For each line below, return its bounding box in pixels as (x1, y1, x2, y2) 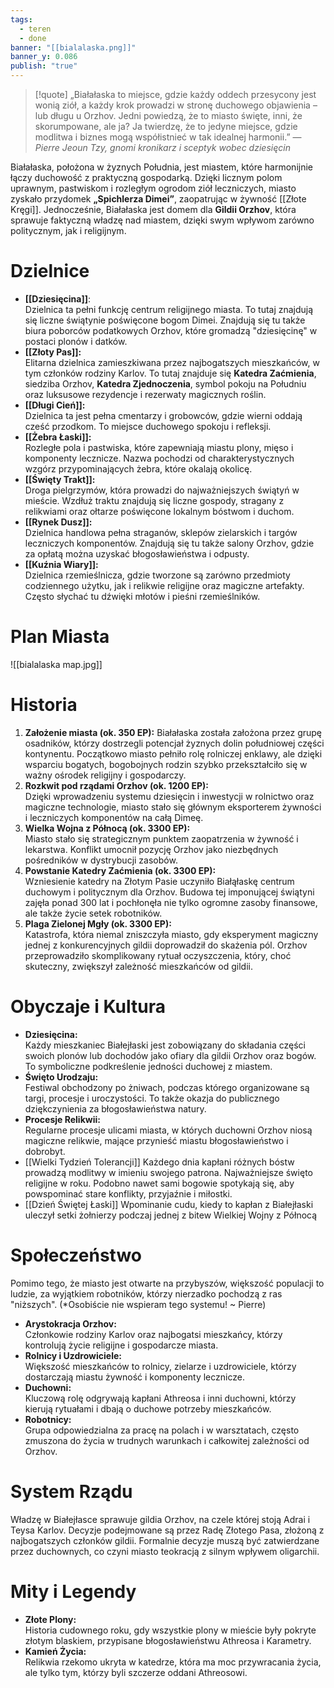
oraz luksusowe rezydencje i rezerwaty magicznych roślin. (24, 388, 267, 400)
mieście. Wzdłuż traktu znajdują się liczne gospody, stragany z (24, 494, 285, 506)
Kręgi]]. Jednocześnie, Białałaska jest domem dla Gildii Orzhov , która (10, 204, 297, 215)
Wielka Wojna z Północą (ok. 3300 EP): (24, 822, 191, 834)
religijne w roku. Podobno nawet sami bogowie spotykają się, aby (24, 1177, 295, 1189)
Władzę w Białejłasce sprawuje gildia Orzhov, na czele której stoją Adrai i (10, 1513, 311, 1525)
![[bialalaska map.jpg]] (10, 658, 103, 670)
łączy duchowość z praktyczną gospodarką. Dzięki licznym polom (10, 172, 283, 183)
